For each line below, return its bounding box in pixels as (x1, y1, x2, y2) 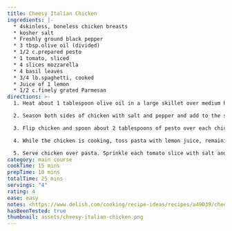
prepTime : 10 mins (7, 169, 60, 176)
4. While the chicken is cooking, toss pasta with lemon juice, (13, 137, 202, 144)
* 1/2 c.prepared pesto (13, 49, 81, 56)
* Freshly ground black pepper (13, 36, 104, 43)
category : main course (7, 156, 72, 163)
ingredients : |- (7, 17, 54, 23)
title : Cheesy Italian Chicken (7, 10, 97, 17)
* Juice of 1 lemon (13, 81, 70, 88)
